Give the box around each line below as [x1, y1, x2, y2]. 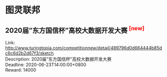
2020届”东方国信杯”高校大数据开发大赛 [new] [5, 24, 145, 35]
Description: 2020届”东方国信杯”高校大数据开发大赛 [5, 56, 112, 62]
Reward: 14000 [5, 67, 36, 73]
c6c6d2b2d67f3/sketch [5, 50, 54, 56]
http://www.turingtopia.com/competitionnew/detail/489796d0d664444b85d [5, 45, 163, 51]
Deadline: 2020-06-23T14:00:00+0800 [5, 62, 86, 68]
